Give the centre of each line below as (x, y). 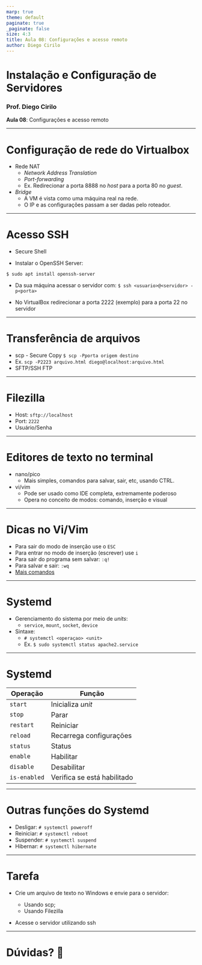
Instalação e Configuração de (81, 75)
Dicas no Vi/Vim (47, 530)
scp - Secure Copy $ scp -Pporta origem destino (77, 355)
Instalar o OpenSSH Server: (49, 263)
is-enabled (27, 777)
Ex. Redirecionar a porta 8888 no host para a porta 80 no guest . (103, 186)
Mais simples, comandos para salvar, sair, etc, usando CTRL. (99, 481)
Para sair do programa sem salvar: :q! (62, 559)
